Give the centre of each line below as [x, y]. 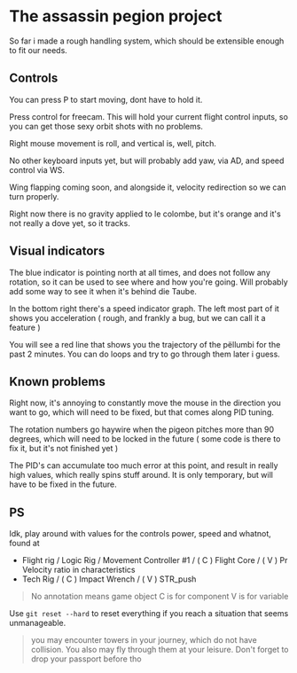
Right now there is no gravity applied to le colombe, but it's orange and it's [145, 214]
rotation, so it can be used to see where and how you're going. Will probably [148, 282]
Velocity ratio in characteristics [78, 570]
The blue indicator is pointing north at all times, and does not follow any [140, 272]
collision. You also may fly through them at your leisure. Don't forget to [160, 650]
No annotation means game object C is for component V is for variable [160, 597]
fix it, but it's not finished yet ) [64, 449]
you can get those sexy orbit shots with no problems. [106, 126]
